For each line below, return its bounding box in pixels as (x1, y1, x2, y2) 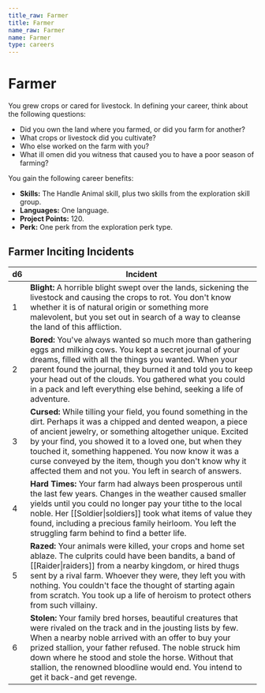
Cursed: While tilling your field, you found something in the (30, 406, 248, 417)
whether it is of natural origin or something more (30, 302, 209, 313)
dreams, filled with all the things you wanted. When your (30, 354, 238, 365)
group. (19, 197, 42, 207)
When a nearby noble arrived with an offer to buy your (30, 632, 231, 643)
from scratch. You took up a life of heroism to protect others (30, 590, 252, 601)
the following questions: (8, 110, 87, 119)
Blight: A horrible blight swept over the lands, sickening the (30, 282, 249, 293)
